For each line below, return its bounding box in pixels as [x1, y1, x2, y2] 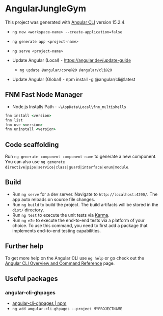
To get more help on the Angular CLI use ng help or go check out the [5, 255, 144, 261]
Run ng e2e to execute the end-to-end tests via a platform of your [12, 217, 145, 223]
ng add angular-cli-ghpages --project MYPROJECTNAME [12, 307, 123, 312]
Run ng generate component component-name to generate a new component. [5, 153, 157, 160]
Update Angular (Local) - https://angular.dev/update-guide [12, 57, 131, 63]
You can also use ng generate [5, 159, 65, 165]
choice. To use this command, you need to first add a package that [12, 222, 148, 229]
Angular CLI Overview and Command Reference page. [5, 260, 115, 266]
